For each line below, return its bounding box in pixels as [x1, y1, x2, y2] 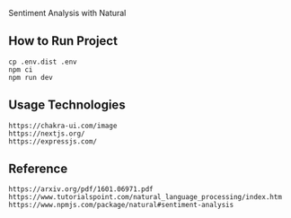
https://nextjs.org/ [8, 129, 86, 138]
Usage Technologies [8, 98, 127, 113]
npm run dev [8, 73, 53, 82]
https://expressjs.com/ [8, 136, 98, 146]
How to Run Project [8, 33, 119, 48]
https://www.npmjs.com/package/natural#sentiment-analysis [8, 201, 234, 210]
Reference [8, 161, 68, 177]
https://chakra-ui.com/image [8, 121, 118, 130]
